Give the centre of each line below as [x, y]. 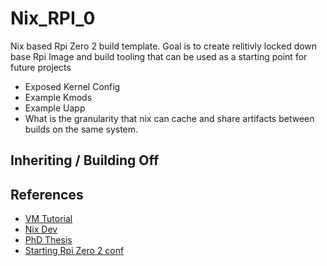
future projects [41, 67]
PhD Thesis [48, 240]
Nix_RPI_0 [53, 18]
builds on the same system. [81, 129]
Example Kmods [58, 97]
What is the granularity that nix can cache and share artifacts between [169, 118]
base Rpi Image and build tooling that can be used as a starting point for [159, 56]
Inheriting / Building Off [85, 160]
